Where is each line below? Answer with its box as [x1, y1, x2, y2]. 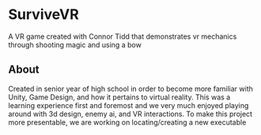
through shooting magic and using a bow [8, 39, 142, 49]
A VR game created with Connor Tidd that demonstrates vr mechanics [8, 32, 237, 41]
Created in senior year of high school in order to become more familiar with [8, 84, 253, 93]
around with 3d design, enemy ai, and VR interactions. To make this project [8, 109, 253, 118]
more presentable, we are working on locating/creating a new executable [8, 117, 247, 127]
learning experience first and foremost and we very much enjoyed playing [8, 100, 249, 110]
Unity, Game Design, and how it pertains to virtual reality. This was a [8, 92, 231, 102]
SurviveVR [8, 6, 79, 24]
